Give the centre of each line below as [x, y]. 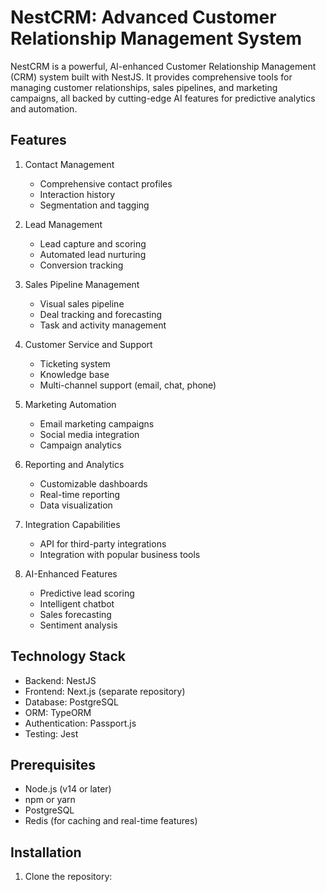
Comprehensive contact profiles [106, 183]
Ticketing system [75, 363]
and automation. [44, 108]
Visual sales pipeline [82, 303]
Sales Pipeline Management [82, 284]
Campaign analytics [80, 445]
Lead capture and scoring [93, 243]
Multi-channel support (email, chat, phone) [128, 385]
